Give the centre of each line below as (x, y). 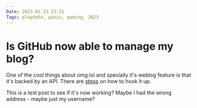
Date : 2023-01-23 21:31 (35, 12)
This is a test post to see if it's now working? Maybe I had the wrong (89, 93)
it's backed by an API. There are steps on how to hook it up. (79, 81)
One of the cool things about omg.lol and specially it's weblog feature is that (99, 75)
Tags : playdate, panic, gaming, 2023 (52, 17)
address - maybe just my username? (51, 99)
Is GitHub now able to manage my (90, 46)
